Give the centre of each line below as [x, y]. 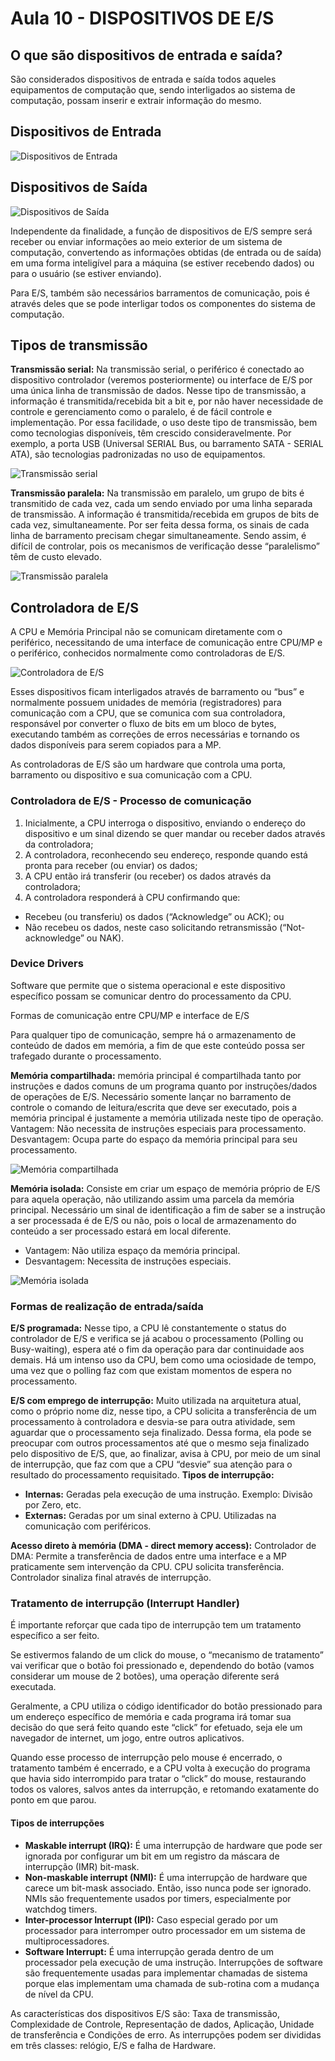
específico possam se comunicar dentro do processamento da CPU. [151, 996]
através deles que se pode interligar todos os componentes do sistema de [163, 303]
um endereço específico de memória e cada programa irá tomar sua [151, 1717]
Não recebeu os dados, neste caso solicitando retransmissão [151, 927]
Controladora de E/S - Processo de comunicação [131, 801]
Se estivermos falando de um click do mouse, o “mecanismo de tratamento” [167, 1655]
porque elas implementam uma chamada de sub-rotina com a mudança [172, 1983]
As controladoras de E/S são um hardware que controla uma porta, [148, 764]
